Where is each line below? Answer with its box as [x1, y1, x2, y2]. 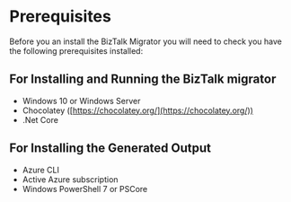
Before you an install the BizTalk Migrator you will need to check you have [9, 36, 283, 47]
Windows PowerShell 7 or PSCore [22, 183, 148, 194]
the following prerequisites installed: [9, 45, 144, 56]
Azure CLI [22, 164, 60, 175]
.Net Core [22, 114, 58, 125]
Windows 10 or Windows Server [22, 95, 141, 106]
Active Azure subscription [22, 173, 119, 185]
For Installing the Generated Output [9, 141, 211, 156]
